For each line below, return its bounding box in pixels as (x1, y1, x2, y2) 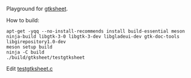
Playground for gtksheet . (6, 5, 68, 12)
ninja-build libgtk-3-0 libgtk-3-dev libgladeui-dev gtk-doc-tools (6, 34, 180, 40)
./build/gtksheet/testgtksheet (6, 55, 85, 61)
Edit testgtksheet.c (6, 65, 53, 72)
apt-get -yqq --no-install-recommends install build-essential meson (6, 28, 186, 34)
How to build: (6, 17, 39, 23)
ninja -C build (6, 49, 45, 55)
